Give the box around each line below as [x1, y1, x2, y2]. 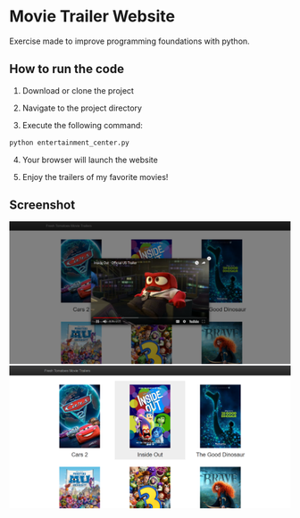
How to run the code [9, 62, 125, 77]
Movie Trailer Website [9, 6, 176, 27]
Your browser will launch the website [21, 154, 158, 165]
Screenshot [9, 198, 76, 213]
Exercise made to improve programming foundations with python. [9, 36, 250, 46]
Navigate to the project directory [21, 103, 143, 113]
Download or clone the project [21, 85, 134, 95]
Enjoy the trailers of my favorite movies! [21, 171, 169, 182]
